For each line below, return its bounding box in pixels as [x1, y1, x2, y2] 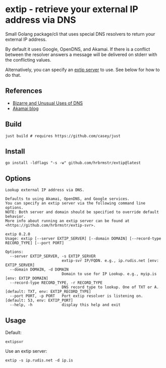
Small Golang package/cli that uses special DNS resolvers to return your [5, 31, 155, 37]
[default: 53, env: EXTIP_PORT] [5, 298, 73, 303]
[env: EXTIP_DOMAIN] [5, 276, 49, 281]
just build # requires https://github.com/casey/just [5, 133, 121, 138]
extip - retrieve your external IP [5, 4, 139, 15]
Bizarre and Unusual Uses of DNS [12, 100, 83, 106]
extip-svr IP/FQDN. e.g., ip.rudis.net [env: [61, 258, 159, 264]
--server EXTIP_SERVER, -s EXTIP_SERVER [10, 254, 96, 259]
